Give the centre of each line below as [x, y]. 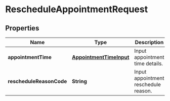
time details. [148, 63]
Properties [22, 28]
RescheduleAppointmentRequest [77, 9]
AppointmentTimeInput [100, 57]
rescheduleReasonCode [37, 81]
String [79, 81]
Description [149, 42]
